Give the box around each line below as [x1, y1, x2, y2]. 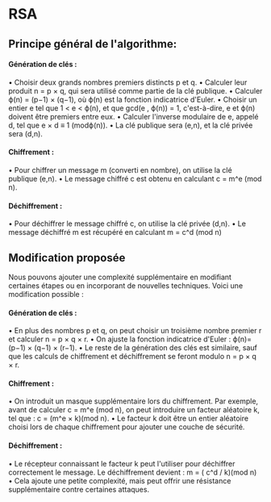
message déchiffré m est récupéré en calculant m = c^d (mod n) [8, 228, 222, 237]
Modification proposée [8, 251, 126, 265]
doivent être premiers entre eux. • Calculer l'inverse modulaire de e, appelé [8, 111, 259, 121]
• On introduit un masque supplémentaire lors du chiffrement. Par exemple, [8, 396, 259, 406]
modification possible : [8, 290, 84, 299]
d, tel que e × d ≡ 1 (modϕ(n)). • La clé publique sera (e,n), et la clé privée [8, 120, 253, 130]
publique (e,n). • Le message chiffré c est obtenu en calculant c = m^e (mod [8, 174, 262, 183]
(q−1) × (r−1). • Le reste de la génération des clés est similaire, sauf [33, 343, 258, 353]
